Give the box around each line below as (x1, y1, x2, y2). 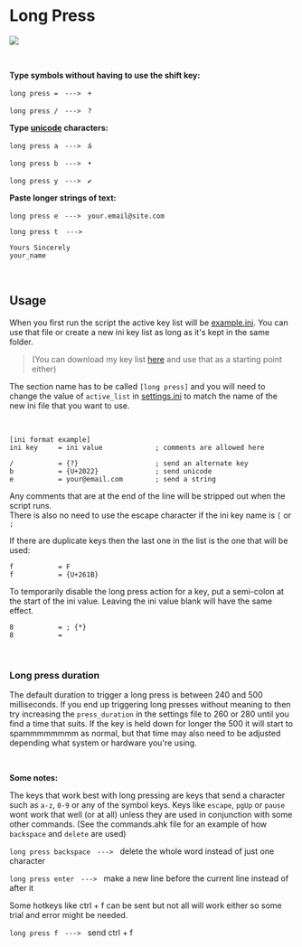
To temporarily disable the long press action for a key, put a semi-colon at (9, 586, 285, 596)
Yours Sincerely (9, 243, 71, 252)
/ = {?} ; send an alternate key (9, 458, 249, 468)
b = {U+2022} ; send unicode (9, 466, 212, 475)
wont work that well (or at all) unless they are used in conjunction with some (9, 810, 293, 820)
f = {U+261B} (9, 570, 99, 579)
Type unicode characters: (9, 122, 109, 133)
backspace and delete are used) (9, 829, 127, 839)
